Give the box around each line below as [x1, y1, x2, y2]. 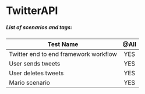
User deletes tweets [9, 69, 64, 77]
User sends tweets [9, 60, 61, 68]
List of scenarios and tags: [6, 23, 73, 30]
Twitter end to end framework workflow [9, 50, 118, 58]
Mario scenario [9, 79, 51, 87]
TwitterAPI [6, 4, 58, 18]
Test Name [47, 40, 79, 48]
